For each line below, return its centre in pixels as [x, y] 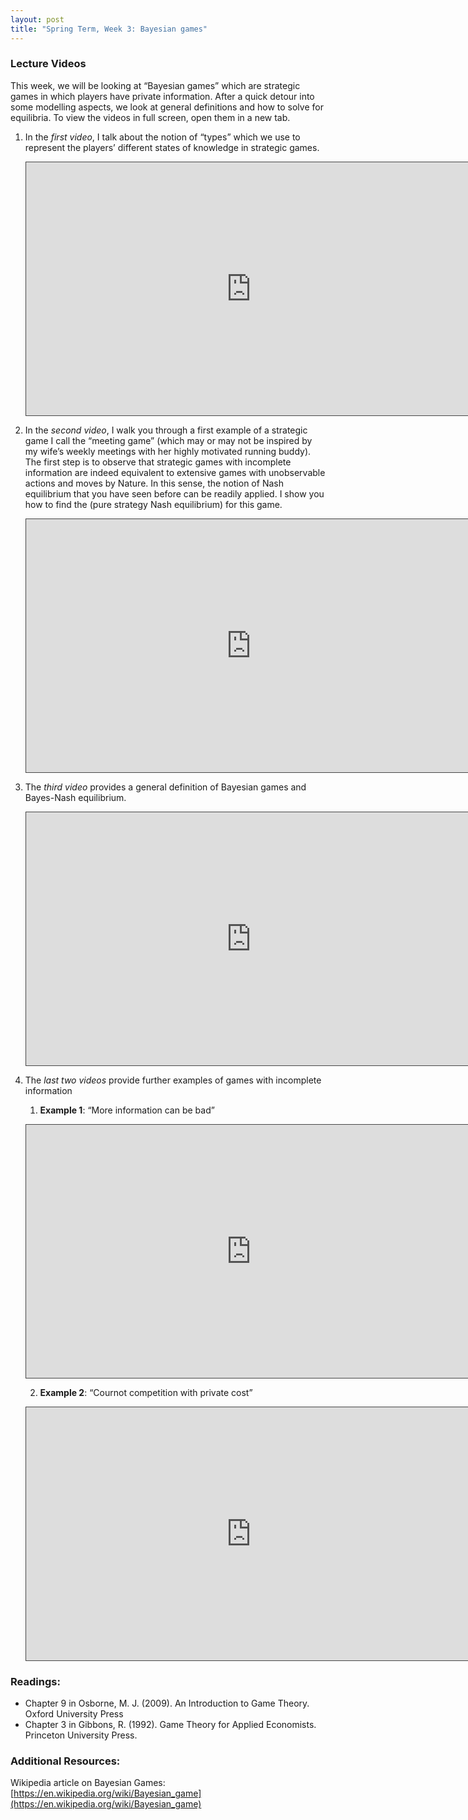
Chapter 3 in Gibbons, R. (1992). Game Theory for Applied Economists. [170, 1725]
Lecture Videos [48, 64]
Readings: [35, 1681]
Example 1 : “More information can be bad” [127, 1110]
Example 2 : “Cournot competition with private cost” [146, 1392]
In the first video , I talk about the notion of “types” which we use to [162, 137]
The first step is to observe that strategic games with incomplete [158, 462]
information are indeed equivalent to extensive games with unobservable [175, 472]
